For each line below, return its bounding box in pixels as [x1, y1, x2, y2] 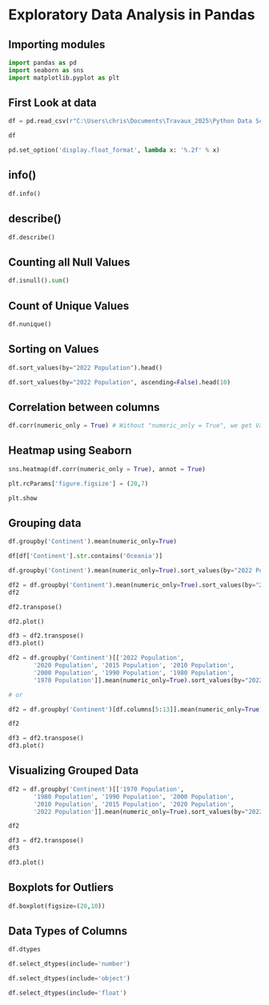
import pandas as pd [8, 59, 78, 67]
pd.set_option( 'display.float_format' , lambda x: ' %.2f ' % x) [8, 146, 220, 154]
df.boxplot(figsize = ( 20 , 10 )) [8, 901, 106, 910]
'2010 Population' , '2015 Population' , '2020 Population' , [33, 800, 235, 808]
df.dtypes [8, 946, 42, 954]
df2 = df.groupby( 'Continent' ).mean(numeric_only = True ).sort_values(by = [8, 580, 256, 589]
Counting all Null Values [8, 255, 130, 269]
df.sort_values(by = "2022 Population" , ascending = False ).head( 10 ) [8, 378, 231, 386]
